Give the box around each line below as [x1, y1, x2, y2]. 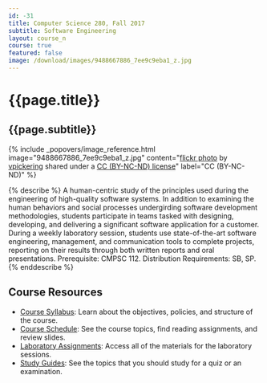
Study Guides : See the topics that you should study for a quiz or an [19, 358, 242, 368]
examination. [19, 366, 63, 376]
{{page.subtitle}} [8, 123, 97, 136]
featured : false [8, 49, 63, 57]
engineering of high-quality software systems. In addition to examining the [8, 194, 255, 203]
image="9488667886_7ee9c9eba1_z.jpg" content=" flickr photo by [8, 153, 228, 162]
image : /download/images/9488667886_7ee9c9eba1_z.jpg [8, 57, 192, 65]
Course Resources [8, 286, 103, 299]
